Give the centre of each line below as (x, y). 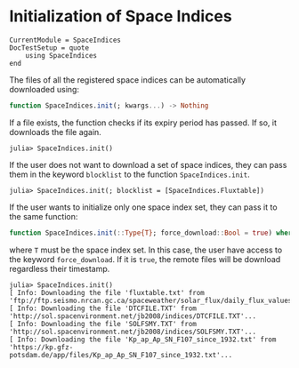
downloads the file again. (56, 132)
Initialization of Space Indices (121, 16)
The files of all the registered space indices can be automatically (128, 80)
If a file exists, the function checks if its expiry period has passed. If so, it (143, 123)
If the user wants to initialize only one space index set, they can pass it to (143, 207)
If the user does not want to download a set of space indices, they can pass (148, 164)
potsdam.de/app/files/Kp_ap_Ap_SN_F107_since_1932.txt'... (121, 355)
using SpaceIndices (61, 55)
